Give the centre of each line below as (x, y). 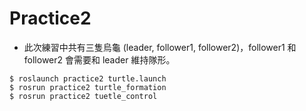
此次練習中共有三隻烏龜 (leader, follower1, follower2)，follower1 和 (160, 47)
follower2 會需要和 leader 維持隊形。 (99, 59)
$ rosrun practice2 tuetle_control (83, 96)
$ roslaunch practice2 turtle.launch (88, 78)
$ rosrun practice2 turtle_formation (88, 87)
